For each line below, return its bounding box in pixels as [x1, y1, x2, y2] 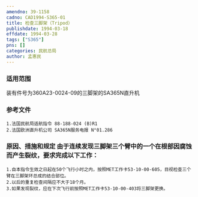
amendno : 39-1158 [6, 8, 50, 15]
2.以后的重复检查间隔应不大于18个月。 [6, 179, 89, 185]
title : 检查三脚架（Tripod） [6, 20, 73, 26]
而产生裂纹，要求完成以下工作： [6, 151, 99, 160]
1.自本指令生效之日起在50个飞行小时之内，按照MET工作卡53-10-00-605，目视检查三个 [6, 166, 191, 172]
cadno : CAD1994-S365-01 [6, 14, 66, 20]
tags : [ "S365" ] [6, 37, 44, 43]
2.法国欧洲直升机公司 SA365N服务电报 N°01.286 [6, 127, 113, 133]
